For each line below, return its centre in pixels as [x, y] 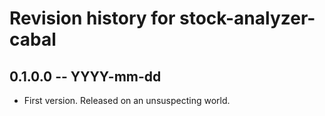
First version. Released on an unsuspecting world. [127, 100]
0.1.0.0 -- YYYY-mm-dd [85, 76]
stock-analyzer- [247, 18]
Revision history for [92, 18]
